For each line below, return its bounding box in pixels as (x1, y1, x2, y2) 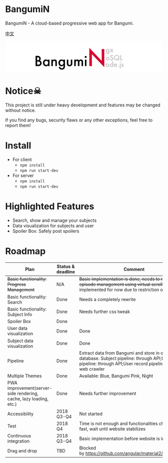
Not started (79, 411, 102, 417)
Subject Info (7, 311, 32, 317)
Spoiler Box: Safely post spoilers (12, 228, 79, 234)
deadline (56, 269, 75, 275)
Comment (123, 266, 145, 272)
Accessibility (7, 411, 34, 417)
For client (12, 157, 32, 163)
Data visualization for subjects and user (12, 222, 94, 229)
